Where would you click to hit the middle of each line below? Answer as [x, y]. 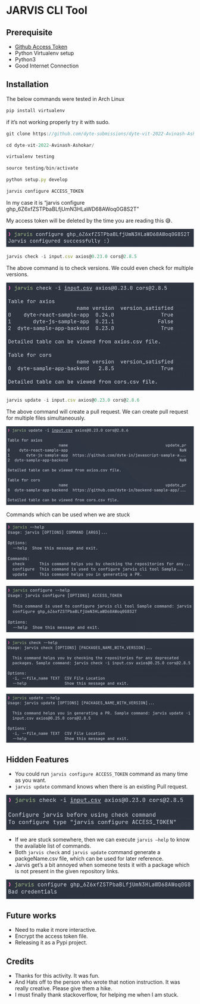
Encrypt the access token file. [51, 936]
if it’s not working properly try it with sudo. [58, 122]
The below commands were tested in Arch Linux [65, 98]
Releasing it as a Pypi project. [51, 943]
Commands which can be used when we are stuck [68, 515]
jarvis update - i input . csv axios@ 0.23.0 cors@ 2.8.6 [73, 401]
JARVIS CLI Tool [47, 10]
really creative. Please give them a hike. [63, 988]
